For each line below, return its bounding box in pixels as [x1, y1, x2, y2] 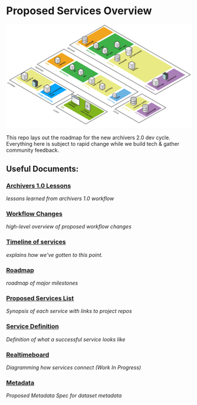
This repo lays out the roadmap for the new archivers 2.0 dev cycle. [6, 134, 171, 141]
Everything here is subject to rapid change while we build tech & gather [6, 141, 180, 148]
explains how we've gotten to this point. [6, 251, 103, 258]
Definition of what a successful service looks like [6, 335, 126, 343]
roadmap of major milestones [6, 279, 78, 287]
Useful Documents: [6, 164, 79, 174]
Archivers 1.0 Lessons [6, 181, 71, 190]
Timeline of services [6, 238, 66, 246]
